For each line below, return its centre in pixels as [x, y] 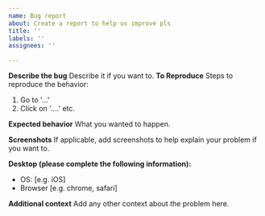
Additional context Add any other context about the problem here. [119, 204]
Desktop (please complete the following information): [100, 164]
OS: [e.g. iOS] [43, 180]
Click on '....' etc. [47, 109]
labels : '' [27, 38]
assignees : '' [32, 46]
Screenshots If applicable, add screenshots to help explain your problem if [133, 140]
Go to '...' [35, 100]
